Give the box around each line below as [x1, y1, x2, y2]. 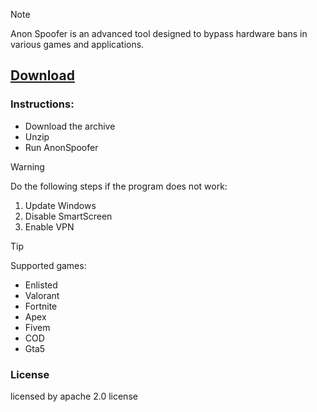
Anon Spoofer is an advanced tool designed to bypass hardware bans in [10, 28, 308, 39]
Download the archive [24, 120, 116, 132]
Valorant [24, 289, 60, 301]
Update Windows [24, 199, 97, 211]
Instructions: [10, 97, 75, 111]
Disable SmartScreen [24, 210, 113, 222]
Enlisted [24, 279, 58, 291]
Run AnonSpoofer [24, 141, 99, 153]
